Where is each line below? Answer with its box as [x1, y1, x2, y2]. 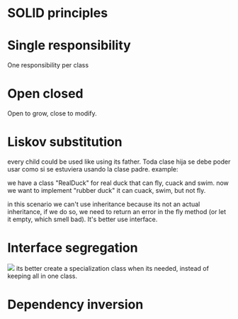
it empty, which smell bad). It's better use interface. [7, 215, 158, 223]
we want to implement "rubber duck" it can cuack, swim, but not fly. [7, 186, 206, 194]
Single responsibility [7, 38, 131, 54]
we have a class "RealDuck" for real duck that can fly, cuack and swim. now [7, 179, 229, 187]
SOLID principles [7, 5, 108, 21]
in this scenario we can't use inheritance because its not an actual [7, 200, 200, 208]
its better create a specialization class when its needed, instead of [16, 264, 209, 272]
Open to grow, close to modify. [7, 109, 97, 118]
